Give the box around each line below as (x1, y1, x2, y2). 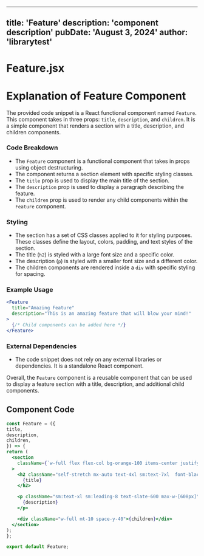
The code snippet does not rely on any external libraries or (15, 355, 162, 363)
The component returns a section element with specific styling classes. (15, 170, 194, 177)
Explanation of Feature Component (6, 89, 186, 103)
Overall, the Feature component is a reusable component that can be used (6, 374, 192, 381)
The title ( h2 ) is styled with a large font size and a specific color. (15, 251, 175, 258)
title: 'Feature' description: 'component (6, 18, 159, 28)
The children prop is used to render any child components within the (15, 196, 188, 204)
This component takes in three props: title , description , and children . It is (6, 115, 195, 123)
